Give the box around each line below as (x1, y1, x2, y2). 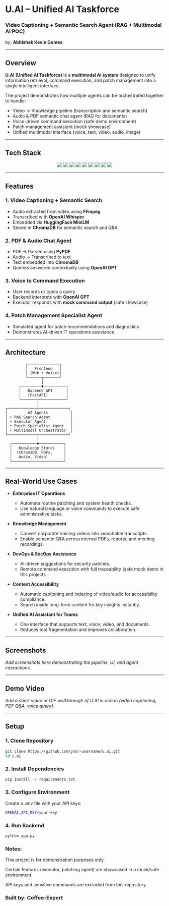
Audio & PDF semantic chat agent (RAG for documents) (12, 113, 127, 119)
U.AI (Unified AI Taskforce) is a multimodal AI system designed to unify (5, 72, 156, 78)
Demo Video (5, 684, 45, 693)
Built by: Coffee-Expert (5, 894, 63, 901)
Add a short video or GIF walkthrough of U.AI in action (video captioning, (5, 697, 157, 703)
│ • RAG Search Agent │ (5, 415, 73, 420)
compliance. (20, 596, 46, 602)
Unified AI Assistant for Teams (12, 611, 78, 617)
